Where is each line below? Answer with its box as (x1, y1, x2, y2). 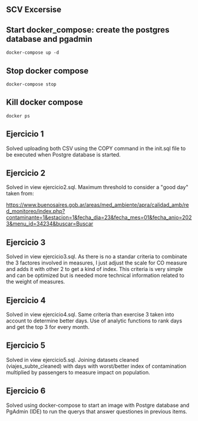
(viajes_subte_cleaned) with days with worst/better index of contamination (6, 363, 187, 370)
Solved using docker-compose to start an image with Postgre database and (6, 402, 190, 409)
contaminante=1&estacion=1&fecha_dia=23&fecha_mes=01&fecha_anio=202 (6, 214, 192, 221)
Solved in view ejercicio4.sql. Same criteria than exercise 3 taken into (6, 311, 174, 318)
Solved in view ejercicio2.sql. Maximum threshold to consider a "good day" (6, 184, 189, 191)
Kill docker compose (6, 97, 84, 107)
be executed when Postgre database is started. (6, 151, 121, 158)
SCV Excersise (6, 5, 62, 15)
